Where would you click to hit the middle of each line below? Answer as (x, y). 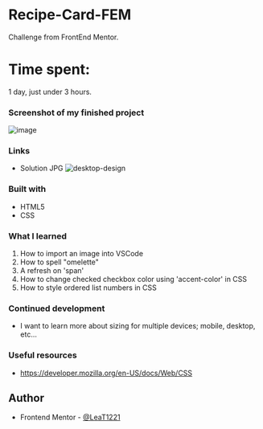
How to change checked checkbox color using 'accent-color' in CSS (134, 280)
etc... (29, 334)
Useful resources (43, 355)
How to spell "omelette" (59, 262)
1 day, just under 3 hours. (50, 92)
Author (26, 398)
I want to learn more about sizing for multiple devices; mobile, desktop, (138, 326)
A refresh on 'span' (52, 271)
